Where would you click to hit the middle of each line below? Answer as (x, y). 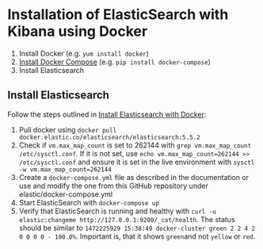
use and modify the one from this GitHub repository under (114, 186)
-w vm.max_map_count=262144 (65, 169)
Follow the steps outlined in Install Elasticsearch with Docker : (107, 114)
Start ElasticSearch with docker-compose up (89, 202)
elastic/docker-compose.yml (65, 194)
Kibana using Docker (78, 31)
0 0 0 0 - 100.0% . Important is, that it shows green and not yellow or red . (137, 236)
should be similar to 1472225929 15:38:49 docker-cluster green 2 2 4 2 (137, 228)
